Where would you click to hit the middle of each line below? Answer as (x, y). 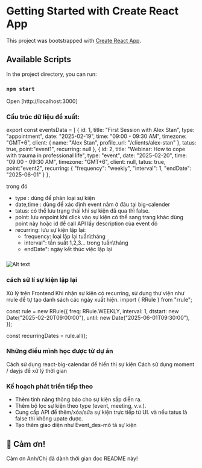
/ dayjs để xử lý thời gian (37, 370)
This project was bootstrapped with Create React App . (74, 40)
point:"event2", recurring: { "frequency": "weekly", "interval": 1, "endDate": (99, 168)
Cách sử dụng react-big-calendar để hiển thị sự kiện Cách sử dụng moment (100, 364)
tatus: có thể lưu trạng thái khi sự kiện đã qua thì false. (82, 211)
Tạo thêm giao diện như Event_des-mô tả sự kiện (76, 425)
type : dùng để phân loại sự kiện (55, 198)
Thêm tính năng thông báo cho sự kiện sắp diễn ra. (78, 399)
